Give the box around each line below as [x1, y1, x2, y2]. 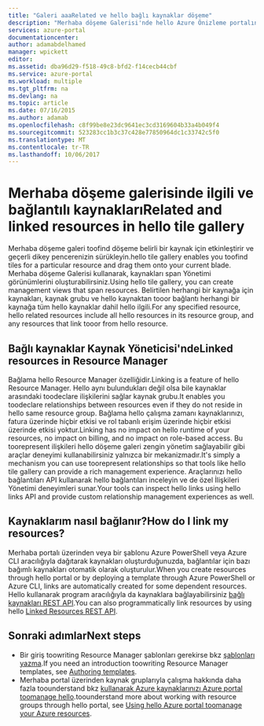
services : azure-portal [8, 26, 86, 34]
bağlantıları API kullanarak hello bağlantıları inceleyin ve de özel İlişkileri [8, 475, 240, 485]
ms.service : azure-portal [8, 70, 93, 78]
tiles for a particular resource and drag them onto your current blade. [8, 260, 232, 270]
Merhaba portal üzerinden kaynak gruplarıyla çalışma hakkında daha [19, 675, 242, 684]
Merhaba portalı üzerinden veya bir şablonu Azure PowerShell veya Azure [8, 547, 247, 557]
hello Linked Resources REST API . [8, 606, 118, 616]
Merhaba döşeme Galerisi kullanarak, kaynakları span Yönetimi [8, 269, 211, 278]
